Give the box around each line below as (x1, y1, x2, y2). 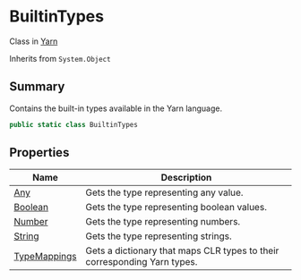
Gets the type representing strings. (85, 230, 233, 242)
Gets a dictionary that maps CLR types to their (85, 244, 279, 257)
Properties (9, 145, 70, 160)
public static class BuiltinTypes (9, 120, 139, 129)
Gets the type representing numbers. (85, 216, 241, 228)
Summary (9, 79, 65, 95)
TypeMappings (13, 250, 78, 263)
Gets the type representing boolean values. (85, 201, 267, 214)
